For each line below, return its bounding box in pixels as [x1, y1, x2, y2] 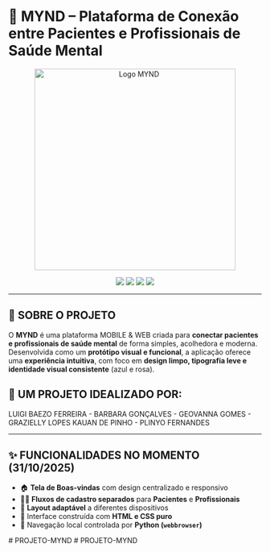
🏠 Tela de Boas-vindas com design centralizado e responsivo [19, 483, 229, 492]
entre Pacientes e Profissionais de [8, 24, 241, 43]
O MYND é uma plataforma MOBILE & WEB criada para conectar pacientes [8, 330, 259, 339]
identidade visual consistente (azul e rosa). [8, 364, 155, 374]
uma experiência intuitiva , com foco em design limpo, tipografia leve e [8, 355, 247, 365]
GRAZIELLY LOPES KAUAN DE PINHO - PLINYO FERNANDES [8, 417, 211, 427]
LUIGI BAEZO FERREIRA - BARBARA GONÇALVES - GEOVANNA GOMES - [8, 409, 252, 418]
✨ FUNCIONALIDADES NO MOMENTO [8, 448, 200, 462]
